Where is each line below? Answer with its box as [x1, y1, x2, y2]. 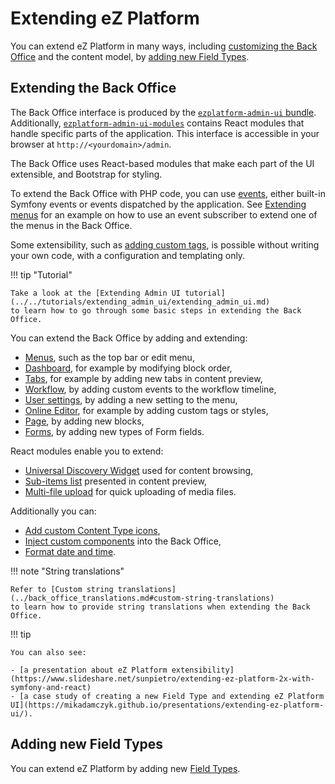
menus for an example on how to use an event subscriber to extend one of [10, 208, 318, 221]
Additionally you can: [10, 505, 97, 517]
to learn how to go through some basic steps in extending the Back [10, 305, 302, 316]
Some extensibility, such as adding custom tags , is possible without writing [10, 238, 320, 251]
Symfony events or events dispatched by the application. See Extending [10, 198, 307, 210]
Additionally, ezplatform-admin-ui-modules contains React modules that [10, 117, 305, 129]
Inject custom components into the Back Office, [24, 535, 222, 547]
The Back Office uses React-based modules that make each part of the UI [10, 157, 315, 169]
